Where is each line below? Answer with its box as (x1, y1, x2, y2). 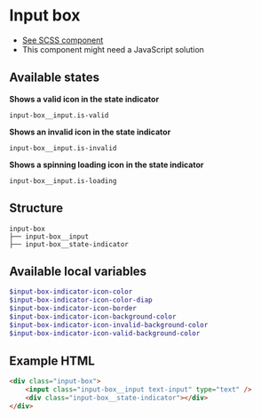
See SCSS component (21, 35, 104, 45)
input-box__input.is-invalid (9, 143, 117, 152)
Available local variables (9, 263, 147, 278)
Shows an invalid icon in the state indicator (9, 126, 171, 137)
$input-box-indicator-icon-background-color (9, 312, 177, 321)
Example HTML (9, 353, 95, 369)
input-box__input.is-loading (9, 176, 117, 185)
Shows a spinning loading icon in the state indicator (9, 159, 204, 170)
